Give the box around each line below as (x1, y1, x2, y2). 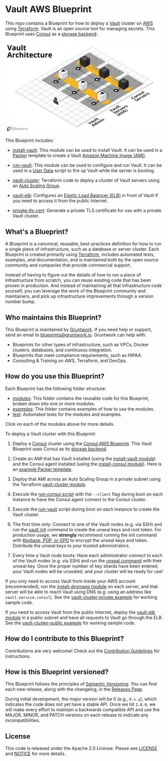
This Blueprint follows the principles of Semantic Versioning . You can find (5, 681, 157, 687)
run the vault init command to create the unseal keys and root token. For (12, 526, 162, 532)
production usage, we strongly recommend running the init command (12, 532, 157, 538)
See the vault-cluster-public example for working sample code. (5, 620, 136, 626)
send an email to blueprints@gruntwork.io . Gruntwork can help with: (5, 332, 146, 338)
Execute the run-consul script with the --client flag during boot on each (12, 491, 163, 497)
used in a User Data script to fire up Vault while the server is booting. (12, 167, 155, 174)
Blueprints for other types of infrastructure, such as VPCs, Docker (12, 341, 149, 347)
